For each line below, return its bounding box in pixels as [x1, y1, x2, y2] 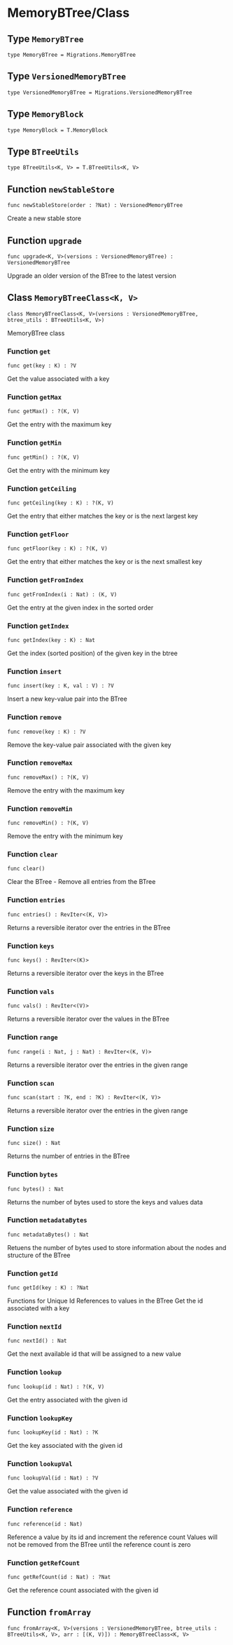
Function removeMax [7, 758, 73, 767]
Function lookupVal [7, 1458, 73, 1468]
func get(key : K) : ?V [7, 363, 77, 370]
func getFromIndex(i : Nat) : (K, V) [7, 591, 118, 598]
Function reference [7, 1505, 73, 1515]
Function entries [7, 895, 66, 905]
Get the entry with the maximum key [7, 420, 112, 429]
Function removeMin [7, 803, 73, 813]
